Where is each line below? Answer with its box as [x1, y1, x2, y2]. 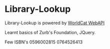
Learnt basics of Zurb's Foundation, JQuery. [4, 29, 96, 35]
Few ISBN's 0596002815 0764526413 [4, 39, 83, 45]
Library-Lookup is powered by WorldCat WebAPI [4, 20, 105, 26]
